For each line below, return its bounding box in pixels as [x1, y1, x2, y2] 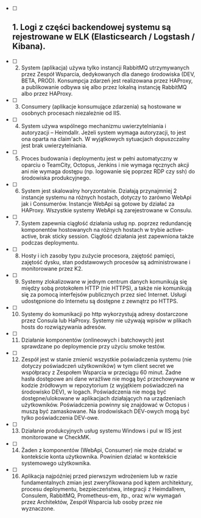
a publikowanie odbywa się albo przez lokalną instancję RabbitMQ [21, 83, 187, 90]
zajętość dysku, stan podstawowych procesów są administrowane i [21, 258, 191, 265]
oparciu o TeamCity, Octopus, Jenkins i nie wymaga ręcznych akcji [21, 161, 189, 168]
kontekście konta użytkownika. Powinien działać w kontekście [21, 453, 177, 460]
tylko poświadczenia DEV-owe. [21, 414, 99, 421]
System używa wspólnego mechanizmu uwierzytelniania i [21, 122, 166, 129]
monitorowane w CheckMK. [21, 433, 91, 441]
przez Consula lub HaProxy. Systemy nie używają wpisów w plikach [21, 317, 192, 324]
